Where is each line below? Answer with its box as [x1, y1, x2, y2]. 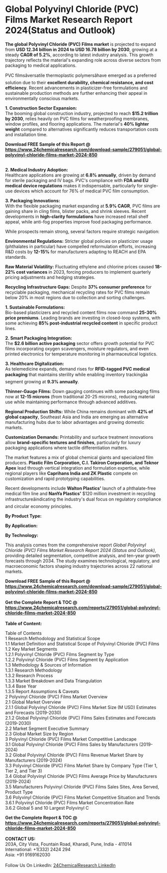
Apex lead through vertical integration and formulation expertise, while [5, 465, 150, 471]
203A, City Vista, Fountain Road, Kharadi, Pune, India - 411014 [5, 841, 132, 847]
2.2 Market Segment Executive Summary [5, 725, 89, 731]
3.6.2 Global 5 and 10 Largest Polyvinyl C [5, 805, 89, 811]
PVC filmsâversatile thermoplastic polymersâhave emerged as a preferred [5, 72, 157, 78]
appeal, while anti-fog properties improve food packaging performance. [5, 218, 153, 225]
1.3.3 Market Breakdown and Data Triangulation [5, 678, 102, 684]
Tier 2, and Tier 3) [5, 768, 42, 774]
